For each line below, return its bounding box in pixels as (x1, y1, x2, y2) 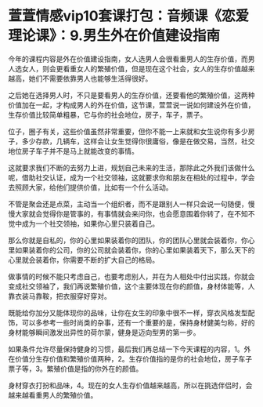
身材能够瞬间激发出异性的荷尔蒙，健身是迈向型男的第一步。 (8, 327, 200, 337)
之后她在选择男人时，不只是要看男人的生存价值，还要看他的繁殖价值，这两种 (8, 90, 255, 100)
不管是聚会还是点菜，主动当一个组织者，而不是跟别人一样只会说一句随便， (8, 199, 248, 209)
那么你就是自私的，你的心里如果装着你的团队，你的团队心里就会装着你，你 (8, 235, 248, 245)
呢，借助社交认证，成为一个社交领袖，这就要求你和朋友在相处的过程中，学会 (8, 173, 255, 182)
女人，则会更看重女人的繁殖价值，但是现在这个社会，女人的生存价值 (21, 64, 241, 73)
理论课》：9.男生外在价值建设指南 (8, 27, 221, 45)
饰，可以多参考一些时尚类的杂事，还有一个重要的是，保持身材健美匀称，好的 (8, 318, 255, 327)
